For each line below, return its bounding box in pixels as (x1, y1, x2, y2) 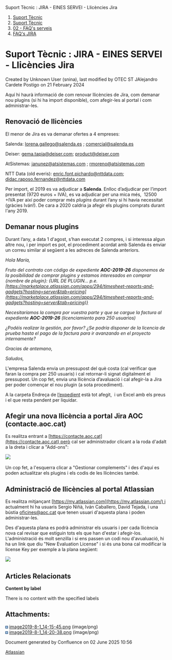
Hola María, (5, 257, 31, 263)
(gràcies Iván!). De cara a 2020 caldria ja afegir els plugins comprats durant (5, 202, 165, 208)
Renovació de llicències (5, 117, 83, 126)
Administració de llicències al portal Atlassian (5, 485, 155, 493)
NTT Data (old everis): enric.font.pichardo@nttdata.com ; (5, 170, 124, 177)
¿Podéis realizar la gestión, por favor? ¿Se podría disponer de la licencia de (5, 324, 165, 331)
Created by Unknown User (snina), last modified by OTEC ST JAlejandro (5, 76, 158, 82)
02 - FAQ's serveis (12, 25, 52, 31)
